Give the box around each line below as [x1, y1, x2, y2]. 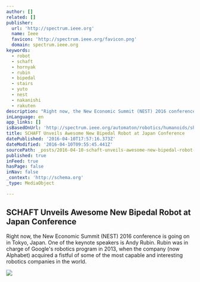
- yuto [11, 86, 28, 92]
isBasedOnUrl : [6, 125, 42, 131]
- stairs [11, 81, 33, 87]
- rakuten [11, 102, 36, 109]
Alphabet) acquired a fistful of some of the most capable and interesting [6, 251, 183, 259]
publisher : [6, 20, 33, 26]
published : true [6, 152, 46, 158]
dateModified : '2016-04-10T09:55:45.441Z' [6, 141, 113, 148]
